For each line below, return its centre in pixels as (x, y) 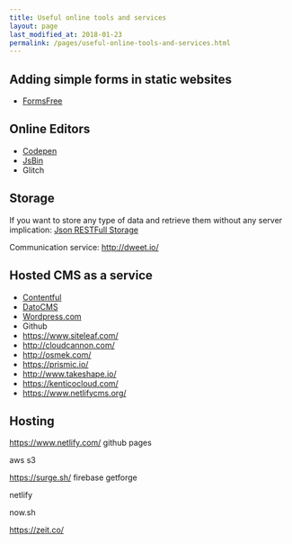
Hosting (32, 421)
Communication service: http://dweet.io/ (84, 247)
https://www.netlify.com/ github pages (81, 443)
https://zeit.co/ (37, 530)
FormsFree (42, 101)
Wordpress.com (52, 316)
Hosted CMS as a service (81, 276)
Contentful (42, 297)
